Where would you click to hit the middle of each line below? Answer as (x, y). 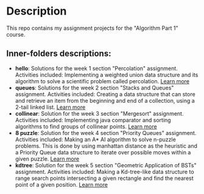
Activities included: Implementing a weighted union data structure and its (107, 75)
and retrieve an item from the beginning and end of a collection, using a (105, 100)
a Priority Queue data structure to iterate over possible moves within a (103, 152)
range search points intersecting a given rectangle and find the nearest (104, 178)
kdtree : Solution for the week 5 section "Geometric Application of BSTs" (106, 165)
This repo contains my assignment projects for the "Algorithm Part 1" (92, 28)
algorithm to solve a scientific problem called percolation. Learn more (102, 81)
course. (16, 34)
